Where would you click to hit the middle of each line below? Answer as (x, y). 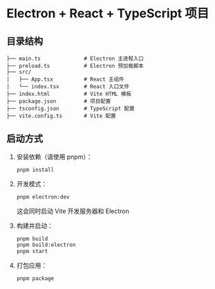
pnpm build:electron (46, 245)
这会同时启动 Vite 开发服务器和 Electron (73, 211)
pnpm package (35, 279)
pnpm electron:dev (43, 197)
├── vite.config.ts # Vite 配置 (61, 116)
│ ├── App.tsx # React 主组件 (65, 79)
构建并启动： (35, 226)
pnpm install (35, 170)
